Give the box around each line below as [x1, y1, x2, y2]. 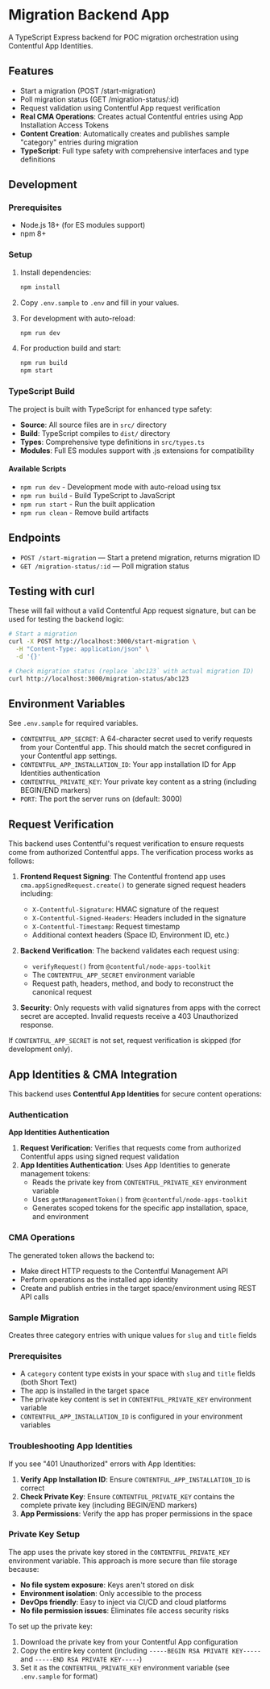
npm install [19, 283, 60, 291]
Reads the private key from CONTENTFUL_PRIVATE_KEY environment [31, 1177, 247, 1188]
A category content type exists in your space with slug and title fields [19, 1368, 255, 1378]
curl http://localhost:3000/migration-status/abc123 [8, 674, 189, 683]
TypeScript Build [8, 386, 75, 397]
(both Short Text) [19, 1377, 77, 1387]
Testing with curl [8, 584, 95, 598]
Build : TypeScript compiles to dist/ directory [19, 428, 171, 438]
